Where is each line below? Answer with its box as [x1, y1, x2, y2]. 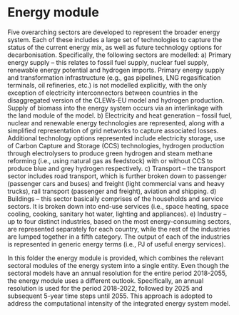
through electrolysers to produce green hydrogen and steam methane [7, 149, 213, 157]
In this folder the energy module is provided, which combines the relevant [7, 254, 224, 262]
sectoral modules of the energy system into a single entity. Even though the [7, 261, 230, 269]
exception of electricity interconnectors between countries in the [7, 88, 198, 97]
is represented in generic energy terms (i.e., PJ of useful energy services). [7, 239, 226, 248]
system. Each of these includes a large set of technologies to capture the [7, 35, 223, 43]
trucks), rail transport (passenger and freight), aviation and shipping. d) [7, 187, 217, 195]
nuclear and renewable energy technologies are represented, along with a [7, 118, 225, 127]
